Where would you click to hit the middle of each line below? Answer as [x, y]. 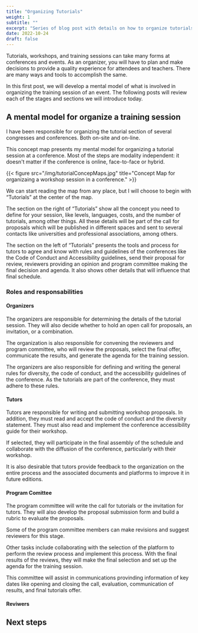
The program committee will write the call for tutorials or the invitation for [95, 506]
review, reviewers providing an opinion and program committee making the [97, 264]
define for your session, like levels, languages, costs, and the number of [93, 215]
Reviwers [18, 603]
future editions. [24, 479]
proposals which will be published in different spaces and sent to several [94, 227]
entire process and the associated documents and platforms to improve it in [98, 473]
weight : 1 [18, 17]
